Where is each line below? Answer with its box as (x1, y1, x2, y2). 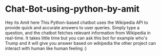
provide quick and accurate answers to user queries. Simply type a (5, 24, 140, 30)
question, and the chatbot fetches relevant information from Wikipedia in (5, 30, 151, 36)
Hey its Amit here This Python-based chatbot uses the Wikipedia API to (5, 19, 148, 25)
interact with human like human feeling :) (5, 45, 87, 51)
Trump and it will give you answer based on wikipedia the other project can (5, 40, 156, 46)
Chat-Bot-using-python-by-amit (5, 3, 140, 15)
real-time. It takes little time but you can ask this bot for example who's (5, 35, 148, 41)
